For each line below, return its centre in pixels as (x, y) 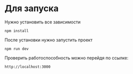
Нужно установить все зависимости (43, 22)
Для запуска (32, 9)
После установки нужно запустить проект (49, 40)
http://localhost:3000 (28, 67)
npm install (17, 31)
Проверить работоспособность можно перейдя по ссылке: (66, 58)
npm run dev (17, 49)
